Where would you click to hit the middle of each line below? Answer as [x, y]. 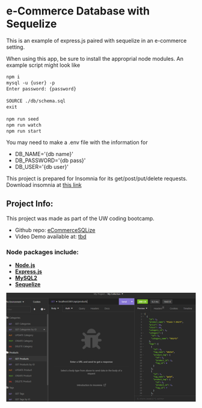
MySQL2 [26, 278]
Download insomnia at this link [44, 184]
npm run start [24, 131]
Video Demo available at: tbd [50, 236]
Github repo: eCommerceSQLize [55, 230]
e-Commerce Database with [78, 11]
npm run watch [24, 125]
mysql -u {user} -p [31, 83]
